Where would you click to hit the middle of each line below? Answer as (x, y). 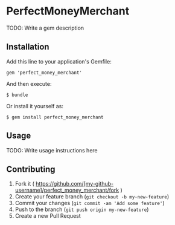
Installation (28, 47)
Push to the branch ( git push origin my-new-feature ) (82, 209)
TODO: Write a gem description (45, 28)
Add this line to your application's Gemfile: (59, 61)
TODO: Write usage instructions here (52, 150)
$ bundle (17, 95)
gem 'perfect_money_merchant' (44, 73)
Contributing (31, 169)
